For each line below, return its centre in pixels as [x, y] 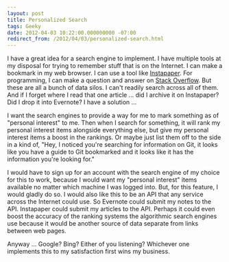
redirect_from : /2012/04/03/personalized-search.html [86, 39]
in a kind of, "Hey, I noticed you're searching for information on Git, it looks [112, 145]
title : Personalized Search [47, 20]
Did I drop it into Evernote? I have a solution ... [72, 102]
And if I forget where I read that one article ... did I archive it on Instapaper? [113, 95]
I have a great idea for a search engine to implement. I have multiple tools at [114, 58]
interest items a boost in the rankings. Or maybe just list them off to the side [114, 137]
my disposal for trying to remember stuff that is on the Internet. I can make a [115, 66]
